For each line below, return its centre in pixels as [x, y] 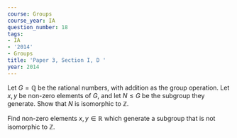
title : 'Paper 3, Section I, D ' [57, 60]
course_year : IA [31, 21]
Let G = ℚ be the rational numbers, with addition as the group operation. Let [118, 87]
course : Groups [30, 14]
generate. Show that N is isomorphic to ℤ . [68, 103]
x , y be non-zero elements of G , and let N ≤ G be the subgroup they [106, 95]
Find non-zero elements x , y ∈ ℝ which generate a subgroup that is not [111, 118]
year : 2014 [23, 67]
